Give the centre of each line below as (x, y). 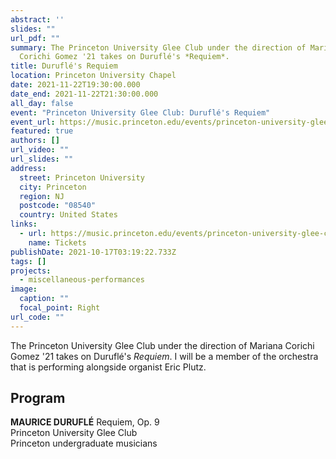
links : (24, 224)
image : (24, 289)
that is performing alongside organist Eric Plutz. (108, 367)
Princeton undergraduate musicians (84, 443)
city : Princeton (53, 187)
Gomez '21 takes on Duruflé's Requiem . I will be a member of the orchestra (164, 356)
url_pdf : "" (35, 38)
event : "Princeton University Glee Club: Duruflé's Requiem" (140, 112)
